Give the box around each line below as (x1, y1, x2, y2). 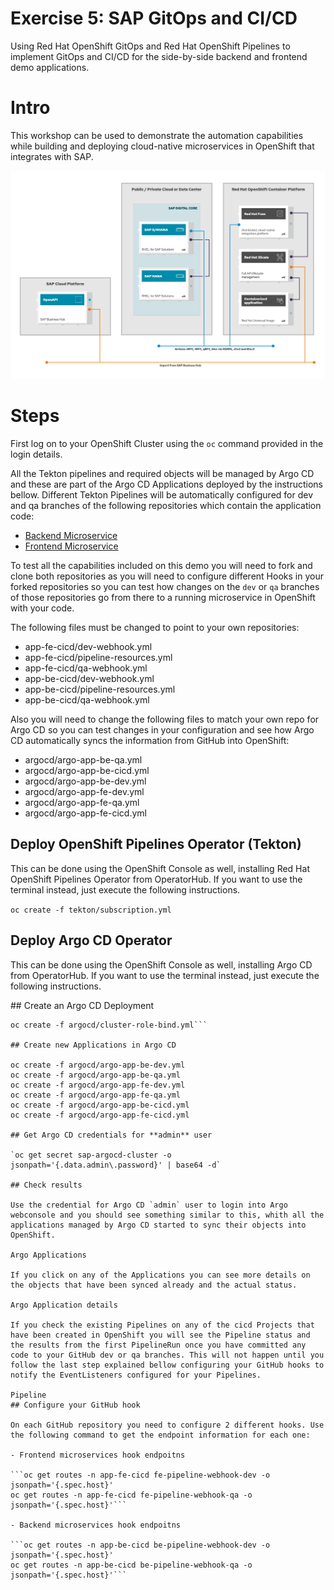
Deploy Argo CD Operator (10, 932, 173, 949)
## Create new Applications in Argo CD (10, 1040, 177, 1050)
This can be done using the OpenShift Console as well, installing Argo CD (10, 958, 313, 971)
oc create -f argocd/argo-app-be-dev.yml (10, 1060, 186, 1070)
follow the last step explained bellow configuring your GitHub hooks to (10, 1360, 325, 1370)
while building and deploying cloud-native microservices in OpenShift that (10, 140, 315, 152)
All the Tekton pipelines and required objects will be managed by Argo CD (10, 468, 315, 480)
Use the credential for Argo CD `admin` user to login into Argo (10, 1200, 288, 1210)
